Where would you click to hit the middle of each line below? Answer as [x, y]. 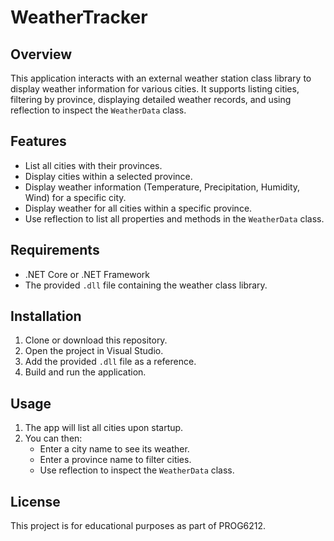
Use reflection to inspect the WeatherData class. [137, 470]
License [35, 501]
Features [38, 141]
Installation [46, 316]
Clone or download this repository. [96, 340]
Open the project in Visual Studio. [94, 351]
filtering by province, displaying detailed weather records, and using [151, 99]
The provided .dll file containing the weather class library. [146, 285]
